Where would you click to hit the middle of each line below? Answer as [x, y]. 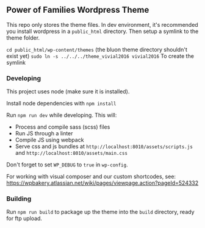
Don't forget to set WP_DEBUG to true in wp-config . [67, 165]
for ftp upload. [24, 218]
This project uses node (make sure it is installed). [68, 91]
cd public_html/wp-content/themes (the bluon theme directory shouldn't [97, 49]
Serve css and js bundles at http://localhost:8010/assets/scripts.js [104, 146]
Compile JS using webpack [49, 140]
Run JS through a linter [44, 134]
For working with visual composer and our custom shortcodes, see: [91, 177]
